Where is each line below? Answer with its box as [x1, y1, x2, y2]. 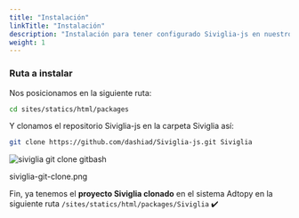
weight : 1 [9, 37, 46, 47]
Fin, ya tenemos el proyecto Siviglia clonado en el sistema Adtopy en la [9, 189, 273, 199]
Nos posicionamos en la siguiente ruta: [9, 87, 152, 98]
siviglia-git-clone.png [9, 171, 88, 182]
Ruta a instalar [9, 68, 73, 80]
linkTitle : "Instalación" [9, 21, 105, 30]
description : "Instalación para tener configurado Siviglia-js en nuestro [9, 29, 293, 38]
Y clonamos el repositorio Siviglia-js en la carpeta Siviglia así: [9, 121, 234, 132]
